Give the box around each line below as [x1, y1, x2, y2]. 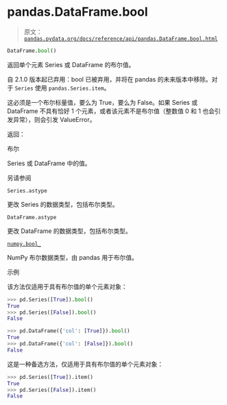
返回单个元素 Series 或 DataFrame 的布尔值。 [7, 60, 135, 69]
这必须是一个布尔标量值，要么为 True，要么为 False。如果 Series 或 [7, 98, 198, 106]
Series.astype [7, 187, 48, 194]
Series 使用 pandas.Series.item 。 [14, 84, 110, 92]
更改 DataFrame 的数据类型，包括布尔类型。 [7, 227, 132, 235]
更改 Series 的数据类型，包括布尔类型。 [7, 200, 119, 208]
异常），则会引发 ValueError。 [12, 115, 96, 123]
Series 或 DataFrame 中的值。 [7, 159, 91, 167]
